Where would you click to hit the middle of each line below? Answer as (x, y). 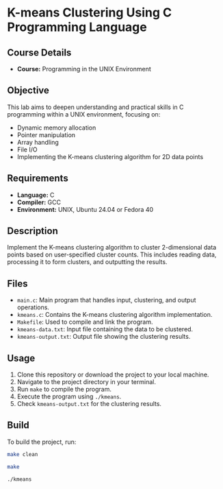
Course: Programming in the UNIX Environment (84, 69)
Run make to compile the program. (64, 390)
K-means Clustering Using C (90, 13)
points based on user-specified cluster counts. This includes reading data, (112, 254)
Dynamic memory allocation (56, 128)
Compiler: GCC (39, 202)
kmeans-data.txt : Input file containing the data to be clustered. (105, 329)
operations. (33, 307)
